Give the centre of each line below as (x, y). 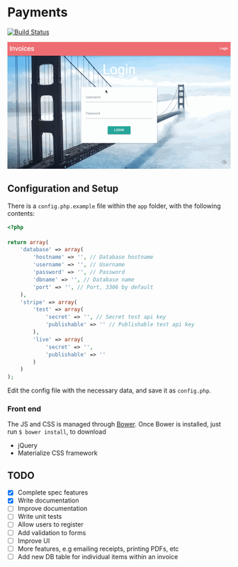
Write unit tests (40, 517)
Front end (24, 409)
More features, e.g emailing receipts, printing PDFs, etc (98, 549)
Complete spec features (53, 492)
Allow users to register (50, 524)
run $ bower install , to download (57, 432)
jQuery (27, 446)
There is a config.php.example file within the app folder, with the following (114, 206)
